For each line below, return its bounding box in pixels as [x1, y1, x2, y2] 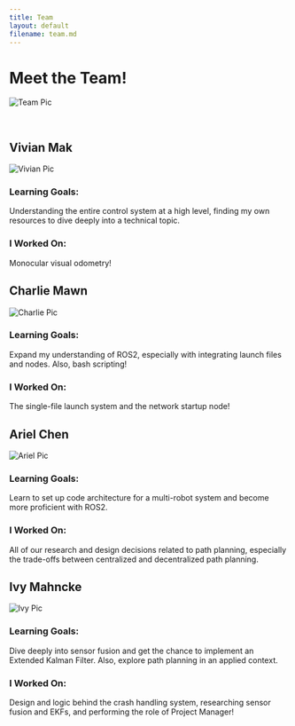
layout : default [9, 21, 69, 30]
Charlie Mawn [9, 283, 89, 298]
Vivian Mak [9, 139, 73, 155]
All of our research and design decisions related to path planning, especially [9, 544, 287, 555]
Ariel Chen [9, 427, 69, 442]
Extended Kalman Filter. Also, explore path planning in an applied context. [9, 654, 278, 666]
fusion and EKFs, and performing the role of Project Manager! [9, 706, 235, 717]
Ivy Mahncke [9, 579, 82, 595]
